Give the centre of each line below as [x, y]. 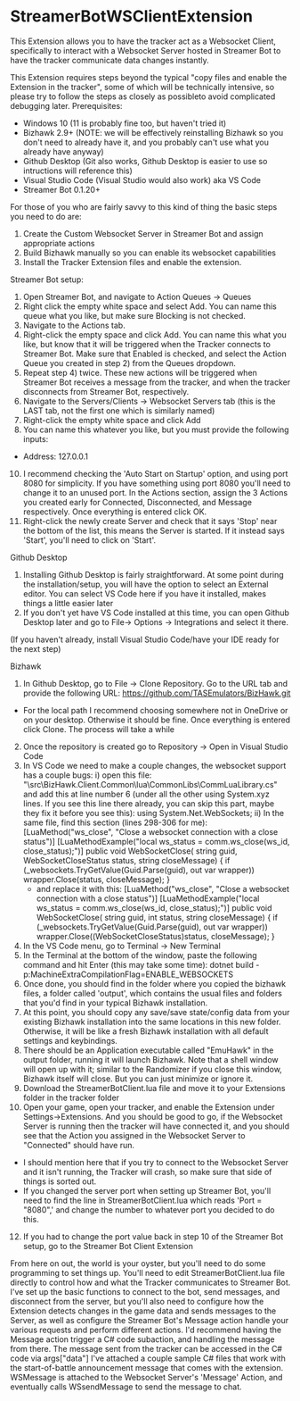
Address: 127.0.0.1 [55, 456]
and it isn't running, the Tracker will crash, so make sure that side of [147, 1172]
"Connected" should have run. [79, 1145]
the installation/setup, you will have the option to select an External [146, 584]
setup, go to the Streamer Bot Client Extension [108, 1246]
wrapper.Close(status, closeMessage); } [96, 879]
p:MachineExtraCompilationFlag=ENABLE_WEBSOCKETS [128, 974]
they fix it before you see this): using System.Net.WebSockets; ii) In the [153, 813]
